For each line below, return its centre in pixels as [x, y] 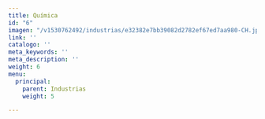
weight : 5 [39, 96]
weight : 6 [24, 67]
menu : [17, 74]
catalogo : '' [30, 45]
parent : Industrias [54, 89]
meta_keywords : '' [38, 52]
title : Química [33, 15]
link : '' [22, 37]
